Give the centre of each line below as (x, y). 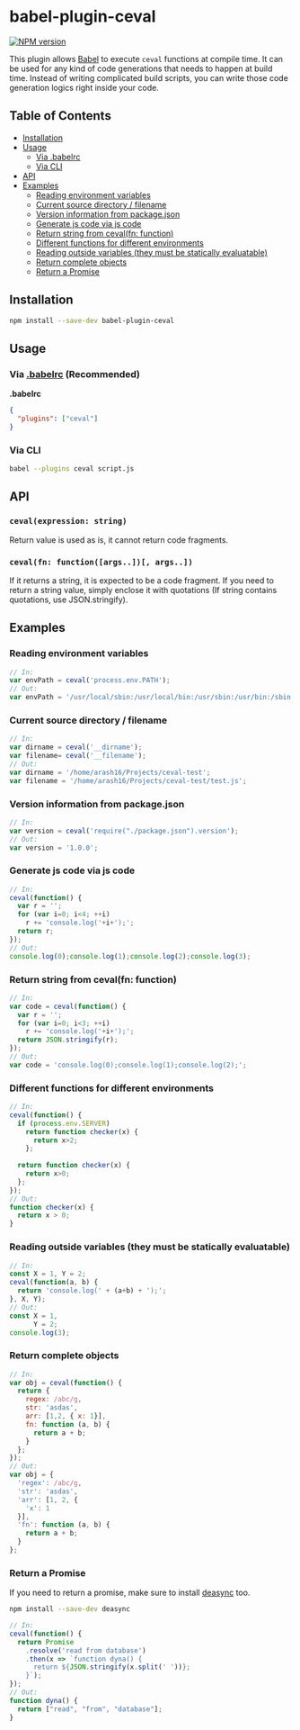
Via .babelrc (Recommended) (75, 374)
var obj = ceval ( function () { (66, 1383)
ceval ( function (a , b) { (54, 1283)
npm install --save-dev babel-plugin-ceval (92, 320)
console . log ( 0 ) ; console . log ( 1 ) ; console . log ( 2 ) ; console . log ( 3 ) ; (130, 956)
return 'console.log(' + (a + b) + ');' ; (92, 1291)
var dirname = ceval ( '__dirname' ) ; (76, 748)
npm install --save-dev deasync (70, 1609)
